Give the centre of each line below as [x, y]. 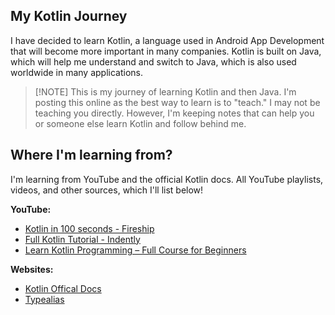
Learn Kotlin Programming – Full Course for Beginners [135, 250]
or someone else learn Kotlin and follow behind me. [140, 123]
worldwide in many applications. [77, 72]
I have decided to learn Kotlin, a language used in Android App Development [167, 40]
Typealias [44, 299]
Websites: [32, 269]
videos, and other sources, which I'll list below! [107, 190]
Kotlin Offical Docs [63, 288]
